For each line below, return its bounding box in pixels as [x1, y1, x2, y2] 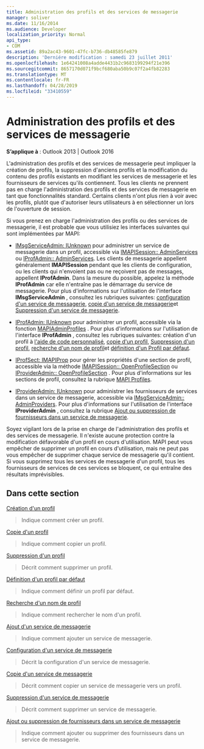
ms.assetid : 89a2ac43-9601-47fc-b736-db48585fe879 [6, 49, 138, 55]
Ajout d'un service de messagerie [6, 623, 91, 630]
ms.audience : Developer [6, 26, 67, 32]
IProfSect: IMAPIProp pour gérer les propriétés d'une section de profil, [15, 356, 192, 363]
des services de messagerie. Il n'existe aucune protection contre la [6, 432, 175, 439]
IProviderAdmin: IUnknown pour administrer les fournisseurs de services [15, 387, 198, 394]
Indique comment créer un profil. [21, 516, 104, 524]
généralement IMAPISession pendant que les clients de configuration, [15, 261, 192, 269]
